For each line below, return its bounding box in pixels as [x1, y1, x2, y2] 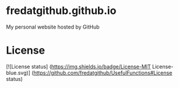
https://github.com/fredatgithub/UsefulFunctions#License [33, 69, 173, 76]
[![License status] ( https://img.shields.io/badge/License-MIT [6, 63, 152, 70]
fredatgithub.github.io [6, 4, 117, 17]
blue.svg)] [6, 69, 31, 76]
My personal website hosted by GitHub [6, 23, 100, 30]
